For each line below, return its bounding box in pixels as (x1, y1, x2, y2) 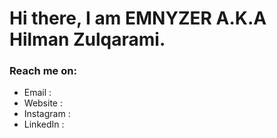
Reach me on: (9, 64, 77, 78)
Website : (23, 97, 63, 109)
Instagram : (23, 108, 71, 120)
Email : (23, 87, 52, 99)
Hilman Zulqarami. (9, 28, 166, 51)
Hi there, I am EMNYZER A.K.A (9, 7, 267, 30)
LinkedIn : (23, 118, 65, 131)
